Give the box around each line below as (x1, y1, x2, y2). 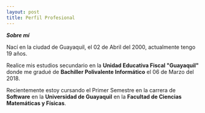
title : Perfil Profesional (6, 15, 75, 21)
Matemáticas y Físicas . (6, 99, 66, 107)
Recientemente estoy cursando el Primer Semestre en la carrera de (6, 86, 176, 93)
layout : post (6, 9, 40, 15)
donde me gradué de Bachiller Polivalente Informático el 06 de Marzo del (6, 68, 194, 75)
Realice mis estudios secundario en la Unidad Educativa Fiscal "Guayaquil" (6, 62, 199, 69)
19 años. (6, 49, 28, 57)
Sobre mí (6, 31, 30, 38)
